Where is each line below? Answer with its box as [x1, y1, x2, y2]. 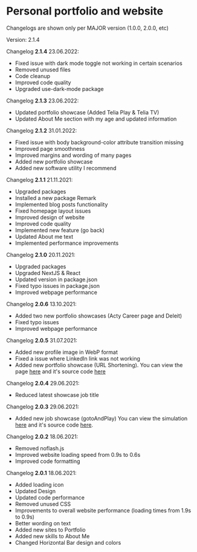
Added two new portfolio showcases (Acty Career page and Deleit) [15, 312, 182, 319]
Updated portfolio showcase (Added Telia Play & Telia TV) [15, 108, 160, 116]
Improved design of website [15, 213, 85, 221]
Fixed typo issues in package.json [15, 282, 100, 289]
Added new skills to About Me [15, 532, 90, 540]
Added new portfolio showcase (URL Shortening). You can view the [15, 361, 183, 368]
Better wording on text [15, 519, 71, 527]
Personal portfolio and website [6, 4, 164, 18]
